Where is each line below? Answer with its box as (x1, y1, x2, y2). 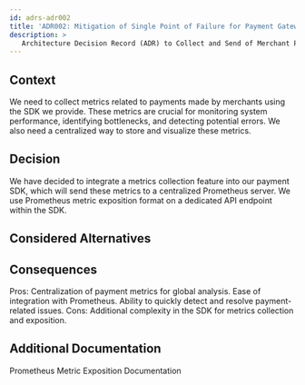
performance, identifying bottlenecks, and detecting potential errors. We (9, 115, 280, 127)
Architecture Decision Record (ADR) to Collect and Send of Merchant (21, 38, 290, 48)
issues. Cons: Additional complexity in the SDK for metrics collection (37, 305, 294, 316)
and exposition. (9, 315, 67, 326)
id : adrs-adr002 (9, 13, 71, 23)
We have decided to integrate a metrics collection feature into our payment (9, 175, 290, 186)
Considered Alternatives (9, 231, 152, 246)
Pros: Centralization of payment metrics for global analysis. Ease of (9, 286, 261, 297)
